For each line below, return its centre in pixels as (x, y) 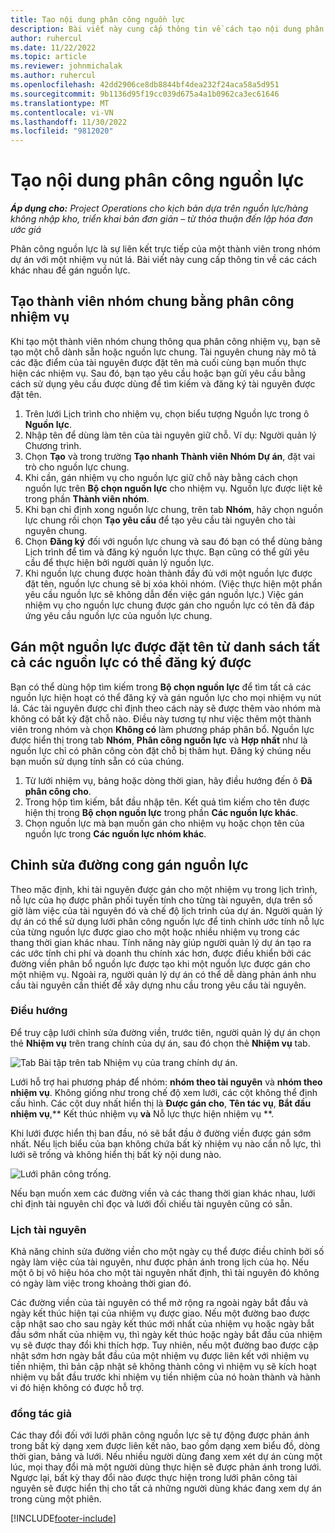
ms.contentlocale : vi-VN (62, 112)
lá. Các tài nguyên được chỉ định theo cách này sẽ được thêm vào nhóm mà (166, 708)
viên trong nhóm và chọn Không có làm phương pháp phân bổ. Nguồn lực (162, 729)
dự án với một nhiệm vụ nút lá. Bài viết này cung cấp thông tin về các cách (164, 260)
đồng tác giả (41, 1414)
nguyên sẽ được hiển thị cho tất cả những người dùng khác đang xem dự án (166, 1488)
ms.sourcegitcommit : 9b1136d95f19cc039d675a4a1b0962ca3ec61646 (145, 94)
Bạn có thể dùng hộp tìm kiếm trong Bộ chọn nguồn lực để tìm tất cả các (161, 687)
